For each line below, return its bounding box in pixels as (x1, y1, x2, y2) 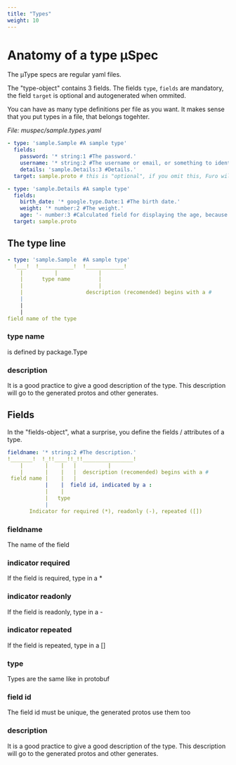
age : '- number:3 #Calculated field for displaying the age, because (20, 212, 228, 219)
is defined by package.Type (7, 348, 88, 356)
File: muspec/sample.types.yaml (7, 126, 102, 134)
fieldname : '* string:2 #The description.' (7, 448, 137, 456)
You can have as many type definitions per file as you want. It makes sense (7, 105, 225, 113)
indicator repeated (7, 625, 72, 635)
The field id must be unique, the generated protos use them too (7, 708, 191, 716)
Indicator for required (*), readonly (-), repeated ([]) (29, 507, 202, 514)
